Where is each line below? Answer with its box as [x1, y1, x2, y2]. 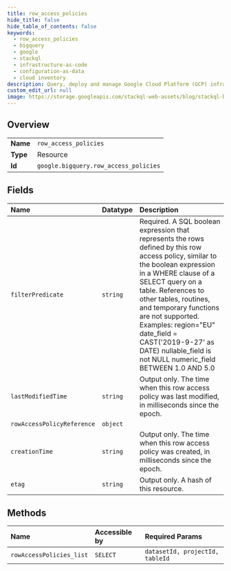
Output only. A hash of [139, 475, 212, 485]
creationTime [10, 448, 54, 455]
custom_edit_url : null [7, 87, 72, 94]
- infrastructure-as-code [13, 61, 88, 68]
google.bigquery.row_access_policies [36, 161, 161, 170]
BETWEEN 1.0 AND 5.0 [139, 363, 215, 372]
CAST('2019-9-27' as [139, 337, 214, 347]
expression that [139, 225, 190, 234]
